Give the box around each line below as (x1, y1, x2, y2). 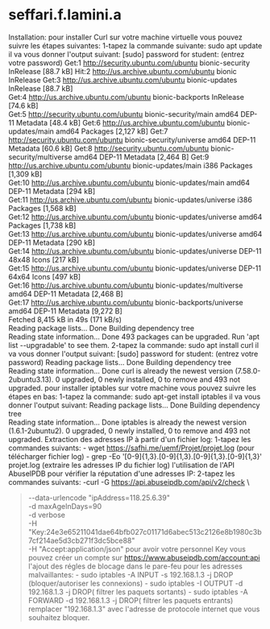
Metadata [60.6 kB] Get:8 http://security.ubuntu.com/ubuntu (8, 143, 210, 153)
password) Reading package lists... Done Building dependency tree (8, 357, 232, 367)
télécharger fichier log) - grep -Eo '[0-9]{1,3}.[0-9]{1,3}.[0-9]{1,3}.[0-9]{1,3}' (8, 451, 263, 461)
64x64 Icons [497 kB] (8, 271, 81, 281)
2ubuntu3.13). (8, 375, 54, 384)
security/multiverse (8, 151, 73, 162)
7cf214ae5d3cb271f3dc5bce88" (27, 536, 135, 545)
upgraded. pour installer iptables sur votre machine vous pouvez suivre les (8, 383, 256, 392)
